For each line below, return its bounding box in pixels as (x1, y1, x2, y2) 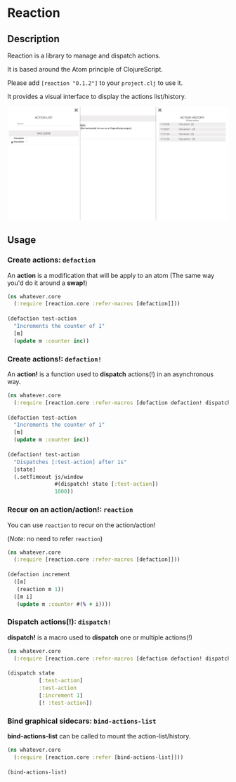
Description (7, 33, 60, 45)
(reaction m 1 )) (16, 585, 65, 592)
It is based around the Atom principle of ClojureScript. (7, 65, 164, 73)
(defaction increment (7, 571, 71, 578)
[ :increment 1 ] (38, 692, 83, 699)
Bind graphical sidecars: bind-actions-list (7, 716, 157, 726)
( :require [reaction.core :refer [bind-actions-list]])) (13, 754, 184, 761)
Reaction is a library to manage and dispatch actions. (7, 51, 161, 60)
